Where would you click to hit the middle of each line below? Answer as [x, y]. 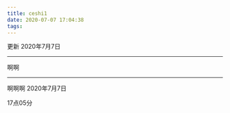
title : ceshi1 [27, 13]
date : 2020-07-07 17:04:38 [46, 20]
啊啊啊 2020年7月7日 [37, 88]
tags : [15, 26]
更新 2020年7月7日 [34, 47]
